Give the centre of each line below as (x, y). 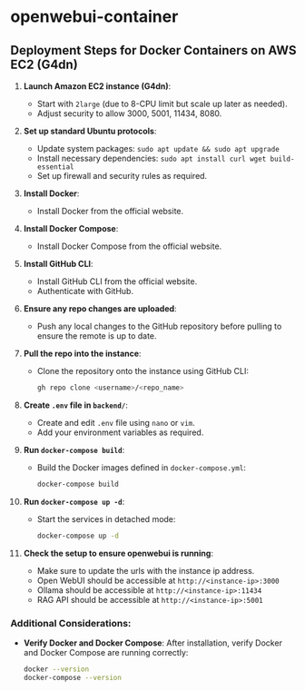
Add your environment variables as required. (120, 432)
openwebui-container (94, 17)
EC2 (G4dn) (44, 64)
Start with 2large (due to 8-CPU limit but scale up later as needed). (162, 104)
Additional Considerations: (71, 623)
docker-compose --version (72, 677)
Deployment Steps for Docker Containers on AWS (153, 50)
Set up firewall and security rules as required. (122, 176)
